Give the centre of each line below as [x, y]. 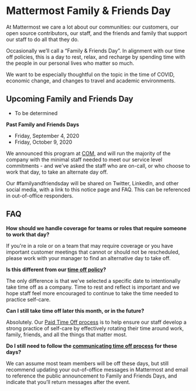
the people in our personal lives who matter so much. [70, 63]
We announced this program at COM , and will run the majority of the [88, 153]
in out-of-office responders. [40, 195]
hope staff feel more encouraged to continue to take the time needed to [92, 293]
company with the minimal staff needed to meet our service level [84, 160]
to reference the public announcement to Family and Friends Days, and [92, 376]
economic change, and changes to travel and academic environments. [91, 81]
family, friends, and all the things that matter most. [67, 334]
